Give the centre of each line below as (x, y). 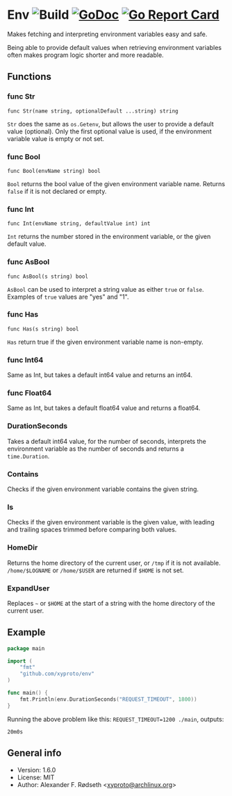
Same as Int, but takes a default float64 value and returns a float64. (104, 408)
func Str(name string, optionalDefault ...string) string (93, 111)
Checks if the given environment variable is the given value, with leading (111, 522)
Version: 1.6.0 (36, 770)
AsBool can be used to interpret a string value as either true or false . (106, 289)
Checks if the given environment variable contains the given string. (103, 489)
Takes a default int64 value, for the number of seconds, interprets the (107, 441)
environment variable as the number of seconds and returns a (96, 449)
